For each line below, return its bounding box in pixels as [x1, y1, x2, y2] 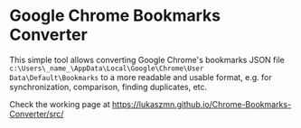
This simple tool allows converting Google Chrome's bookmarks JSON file [9, 54, 285, 65]
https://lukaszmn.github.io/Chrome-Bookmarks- [111, 98, 292, 109]
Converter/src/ [9, 108, 64, 119]
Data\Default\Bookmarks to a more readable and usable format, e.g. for [9, 71, 273, 82]
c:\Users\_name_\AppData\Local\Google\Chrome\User [9, 64, 204, 73]
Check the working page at [9, 98, 110, 109]
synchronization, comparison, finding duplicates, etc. [9, 81, 208, 92]
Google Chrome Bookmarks [9, 5, 221, 26]
